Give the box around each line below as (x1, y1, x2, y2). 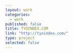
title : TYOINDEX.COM (5, 26, 49, 31)
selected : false (5, 40, 39, 45)
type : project (5, 36, 35, 41)
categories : (5, 12, 30, 17)
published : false (5, 21, 42, 27)
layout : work (5, 7, 33, 13)
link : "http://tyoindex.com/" (5, 31, 69, 36)
